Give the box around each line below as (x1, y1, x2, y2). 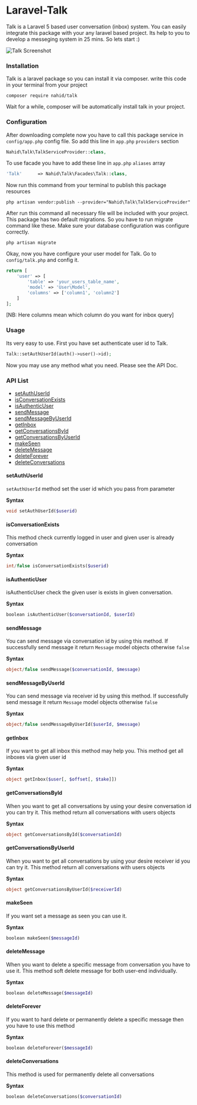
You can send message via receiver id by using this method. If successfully (6, 692, 189, 699)
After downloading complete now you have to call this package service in (6, 131, 184, 139)
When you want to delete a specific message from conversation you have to (6, 961, 191, 968)
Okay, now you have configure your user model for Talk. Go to (6, 250, 157, 257)
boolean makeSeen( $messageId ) (6, 935, 81, 941)
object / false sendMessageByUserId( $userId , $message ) (6, 722, 141, 728)
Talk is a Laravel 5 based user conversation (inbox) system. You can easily (6, 23, 186, 30)
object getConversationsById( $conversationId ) (6, 831, 122, 837)
